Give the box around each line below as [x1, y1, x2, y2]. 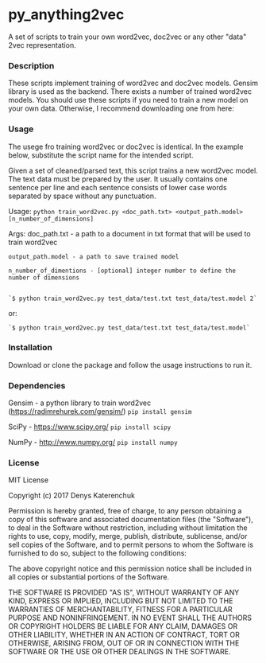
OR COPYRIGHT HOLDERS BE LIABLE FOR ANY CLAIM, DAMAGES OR [8, 622, 238, 631]
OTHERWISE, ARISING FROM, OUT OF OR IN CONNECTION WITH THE [8, 638, 240, 648]
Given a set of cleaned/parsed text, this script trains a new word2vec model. [8, 166, 258, 175]
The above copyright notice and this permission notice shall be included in [8, 564, 252, 574]
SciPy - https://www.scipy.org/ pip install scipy [8, 422, 172, 431]
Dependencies [8, 380, 66, 391]
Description [8, 60, 55, 71]
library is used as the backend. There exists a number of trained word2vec [8, 87, 253, 96]
